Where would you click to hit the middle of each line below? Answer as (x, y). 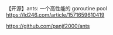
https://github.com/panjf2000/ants (48, 26)
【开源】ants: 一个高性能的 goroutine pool (56, 8)
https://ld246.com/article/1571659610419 (55, 15)
